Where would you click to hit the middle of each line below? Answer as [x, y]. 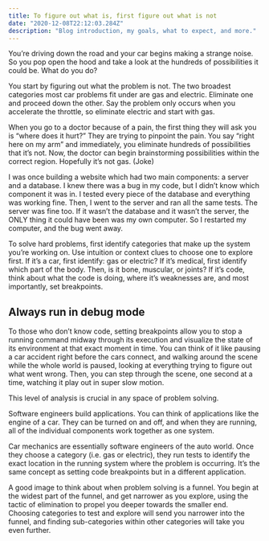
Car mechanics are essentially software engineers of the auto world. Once [131, 446]
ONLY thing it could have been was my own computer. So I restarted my [127, 220]
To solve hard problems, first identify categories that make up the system [129, 244]
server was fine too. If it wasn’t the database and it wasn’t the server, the [129, 211]
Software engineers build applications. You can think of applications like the [134, 414]
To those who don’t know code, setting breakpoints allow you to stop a [125, 331]
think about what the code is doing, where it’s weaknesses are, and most [128, 278]
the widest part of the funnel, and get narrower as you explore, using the [128, 496]
